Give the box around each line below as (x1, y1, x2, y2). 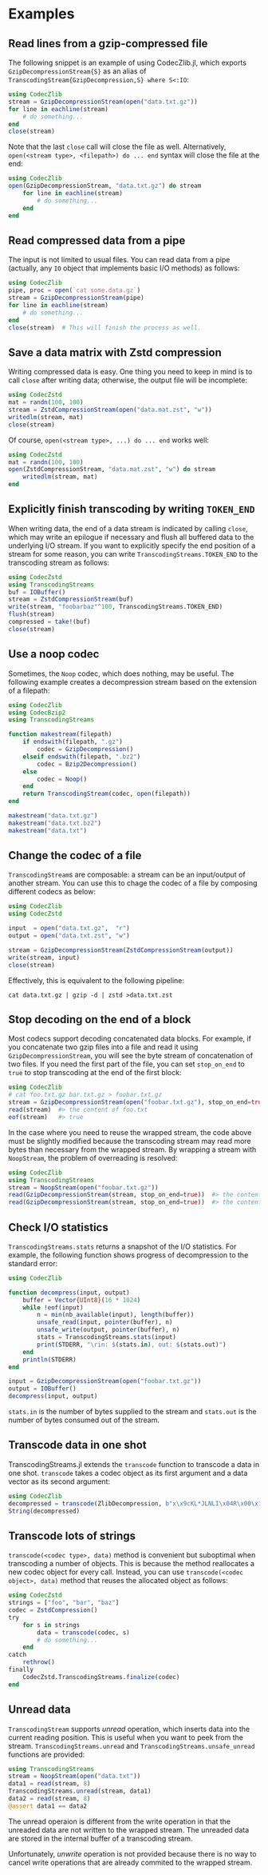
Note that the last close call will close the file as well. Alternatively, (8, 142, 227, 152)
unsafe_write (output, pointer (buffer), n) (37, 1325, 180, 1334)
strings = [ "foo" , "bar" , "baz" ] (8, 1599, 120, 1607)
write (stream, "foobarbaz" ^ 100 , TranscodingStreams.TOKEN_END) (8, 603, 223, 611)
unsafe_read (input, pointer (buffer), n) (37, 1318, 173, 1326)
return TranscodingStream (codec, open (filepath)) (22, 790, 191, 798)
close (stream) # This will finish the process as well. (8, 323, 202, 332)
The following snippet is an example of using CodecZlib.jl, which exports (8, 58, 247, 67)
